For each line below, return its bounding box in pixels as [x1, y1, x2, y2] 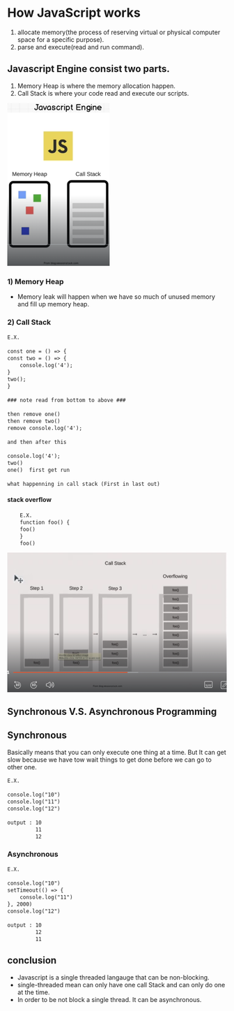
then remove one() [7, 411, 61, 418]
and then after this [7, 438, 68, 446]
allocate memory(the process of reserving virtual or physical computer [17, 28, 221, 36]
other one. [7, 762, 37, 771]
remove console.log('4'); [7, 425, 82, 432]
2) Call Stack [7, 317, 52, 327]
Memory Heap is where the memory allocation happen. [17, 82, 176, 90]
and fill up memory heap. [17, 300, 89, 309]
